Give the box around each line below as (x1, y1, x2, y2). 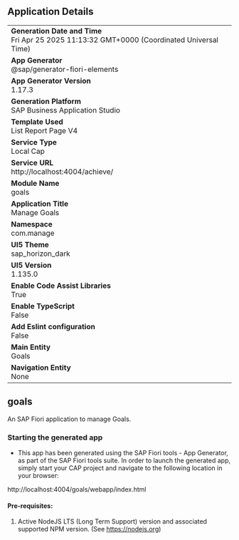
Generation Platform (11, 96, 82, 106)
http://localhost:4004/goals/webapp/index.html (7, 484, 147, 494)
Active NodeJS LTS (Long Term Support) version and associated (17, 517, 208, 526)
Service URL (11, 157, 54, 167)
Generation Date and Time (11, 26, 102, 36)
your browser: (17, 471, 59, 479)
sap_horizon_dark (11, 249, 70, 259)
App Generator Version (11, 76, 91, 85)
